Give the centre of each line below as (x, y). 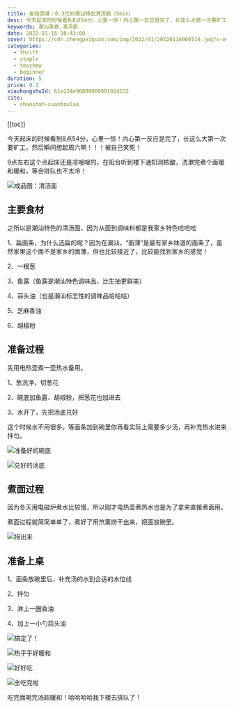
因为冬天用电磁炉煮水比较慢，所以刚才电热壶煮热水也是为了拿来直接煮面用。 (117, 507)
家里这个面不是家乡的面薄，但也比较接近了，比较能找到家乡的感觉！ (111, 251)
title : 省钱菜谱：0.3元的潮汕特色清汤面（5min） (71, 14)
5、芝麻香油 (24, 310)
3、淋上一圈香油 (31, 609)
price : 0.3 (23, 85)
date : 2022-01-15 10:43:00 (46, 33)
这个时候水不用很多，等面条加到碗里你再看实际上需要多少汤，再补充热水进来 (117, 426)
